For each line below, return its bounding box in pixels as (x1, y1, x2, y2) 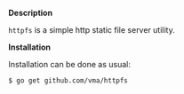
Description (8, 8, 53, 18)
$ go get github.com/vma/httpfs (8, 76, 128, 85)
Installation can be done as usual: (8, 59, 131, 69)
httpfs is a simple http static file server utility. (8, 25, 175, 35)
